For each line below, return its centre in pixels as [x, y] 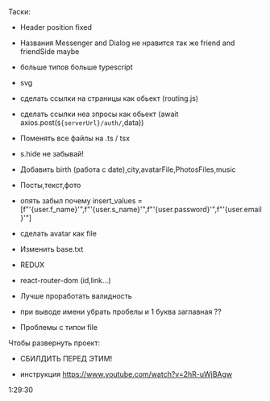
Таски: [19, 12]
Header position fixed [56, 27]
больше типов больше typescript [76, 67]
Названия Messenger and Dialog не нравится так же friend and [127, 43]
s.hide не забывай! [52, 154]
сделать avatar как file [58, 234]
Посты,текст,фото [50, 185]
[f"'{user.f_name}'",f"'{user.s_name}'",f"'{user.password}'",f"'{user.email [141, 209]
